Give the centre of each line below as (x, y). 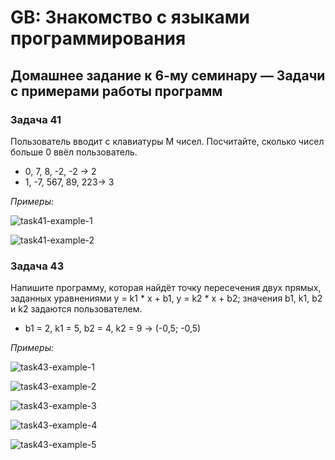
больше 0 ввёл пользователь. (74, 152)
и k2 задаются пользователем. (76, 309)
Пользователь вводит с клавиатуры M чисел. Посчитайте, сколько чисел (167, 141)
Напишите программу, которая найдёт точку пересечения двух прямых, (166, 288)
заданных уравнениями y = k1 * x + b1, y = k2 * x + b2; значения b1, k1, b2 (166, 298)
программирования (98, 38)
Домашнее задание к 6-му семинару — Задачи (168, 75)
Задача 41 (36, 119)
